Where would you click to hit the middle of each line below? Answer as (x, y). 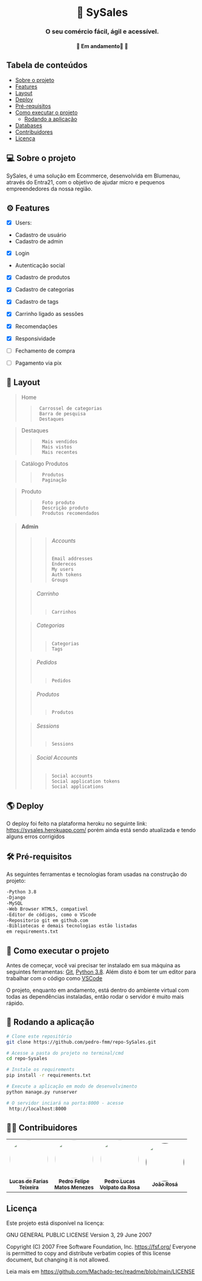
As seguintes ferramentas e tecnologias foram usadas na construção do (97, 874)
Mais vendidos (60, 442)
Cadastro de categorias (44, 290)
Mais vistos (57, 447)
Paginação (54, 480)
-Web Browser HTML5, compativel (47, 909)
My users (63, 570)
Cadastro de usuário (41, 235)
